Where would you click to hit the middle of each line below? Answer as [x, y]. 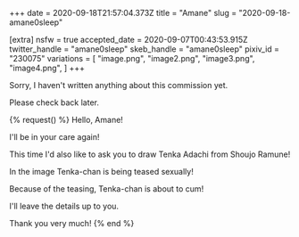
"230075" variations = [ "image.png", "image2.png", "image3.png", [132, 58]
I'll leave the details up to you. [64, 206]
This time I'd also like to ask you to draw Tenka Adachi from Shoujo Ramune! [150, 154]
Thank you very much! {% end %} [72, 223]
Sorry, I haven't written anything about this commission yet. [119, 85]
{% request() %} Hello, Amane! [66, 120]
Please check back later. [54, 102]
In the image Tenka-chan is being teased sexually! [101, 172]
